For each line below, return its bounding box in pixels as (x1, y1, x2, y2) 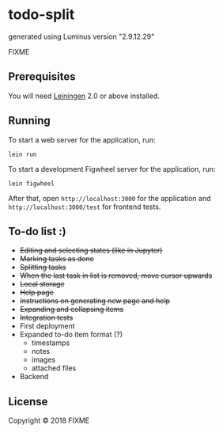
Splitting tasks (19, 263, 66, 272)
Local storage (19, 279, 65, 289)
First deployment (19, 321, 75, 331)
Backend (19, 372, 49, 382)
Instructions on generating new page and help (19, 296, 170, 306)
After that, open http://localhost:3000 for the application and (8, 193, 211, 203)
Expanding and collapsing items (19, 305, 124, 314)
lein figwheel (8, 180, 55, 188)
